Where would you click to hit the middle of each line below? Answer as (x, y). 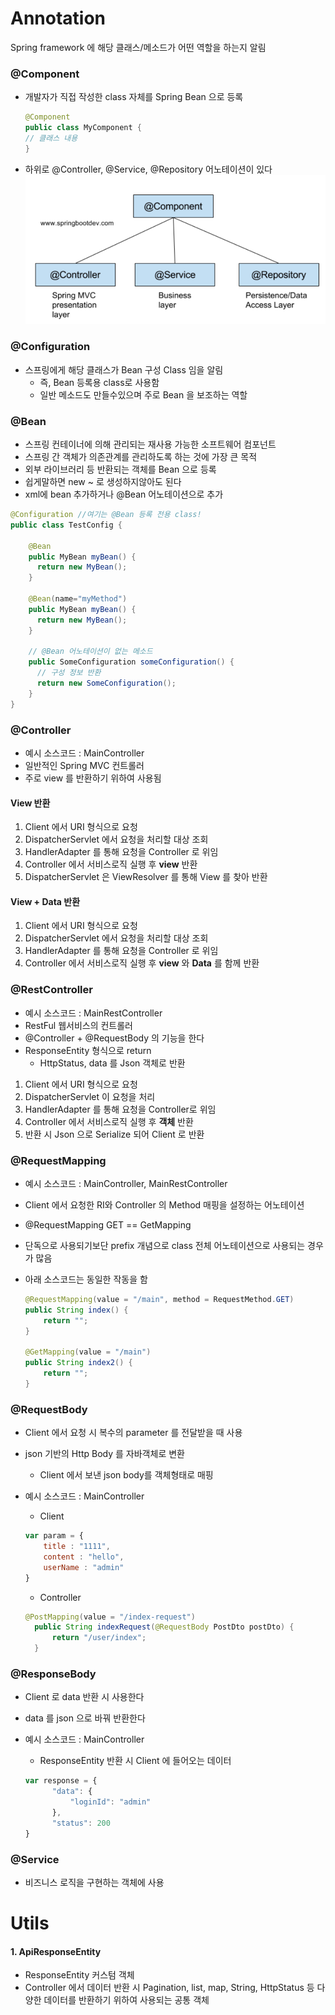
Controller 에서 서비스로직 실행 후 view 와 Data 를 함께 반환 (142, 963)
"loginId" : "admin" (110, 1802)
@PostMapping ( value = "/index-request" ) (110, 1617)
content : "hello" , (84, 1557)
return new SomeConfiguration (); (106, 683)
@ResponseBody (53, 1674)
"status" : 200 (81, 1823)
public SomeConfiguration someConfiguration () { (131, 662)
